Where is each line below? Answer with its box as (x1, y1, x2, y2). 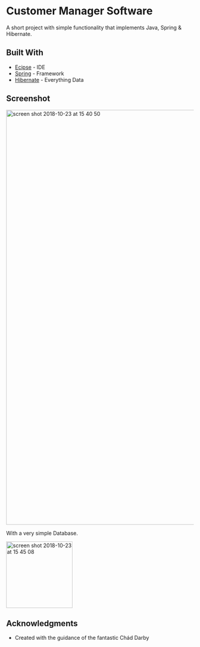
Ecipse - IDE (14, 63, 46, 70)
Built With (6, 48, 43, 58)
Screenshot (6, 94, 51, 104)
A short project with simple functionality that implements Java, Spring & (6, 24, 182, 31)
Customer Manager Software (6, 4, 153, 18)
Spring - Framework (14, 70, 64, 77)
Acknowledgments (6, 618, 79, 628)
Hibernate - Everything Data (14, 76, 85, 83)
